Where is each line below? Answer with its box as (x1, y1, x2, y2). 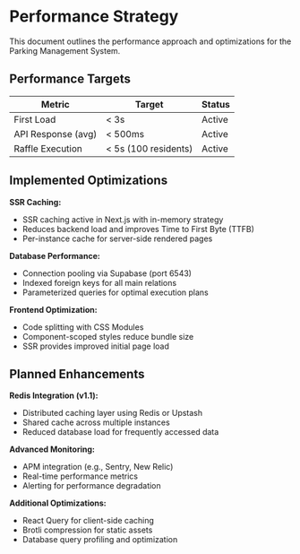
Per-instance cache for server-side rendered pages (21, 233, 213, 244)
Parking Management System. (9, 45, 121, 56)
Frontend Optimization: (9, 304, 98, 315)
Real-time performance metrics (21, 471, 139, 481)
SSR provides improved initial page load (21, 341, 170, 351)
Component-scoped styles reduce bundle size (21, 331, 194, 342)
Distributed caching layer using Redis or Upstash (21, 408, 203, 419)
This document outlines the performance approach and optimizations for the (9, 36, 292, 47)
